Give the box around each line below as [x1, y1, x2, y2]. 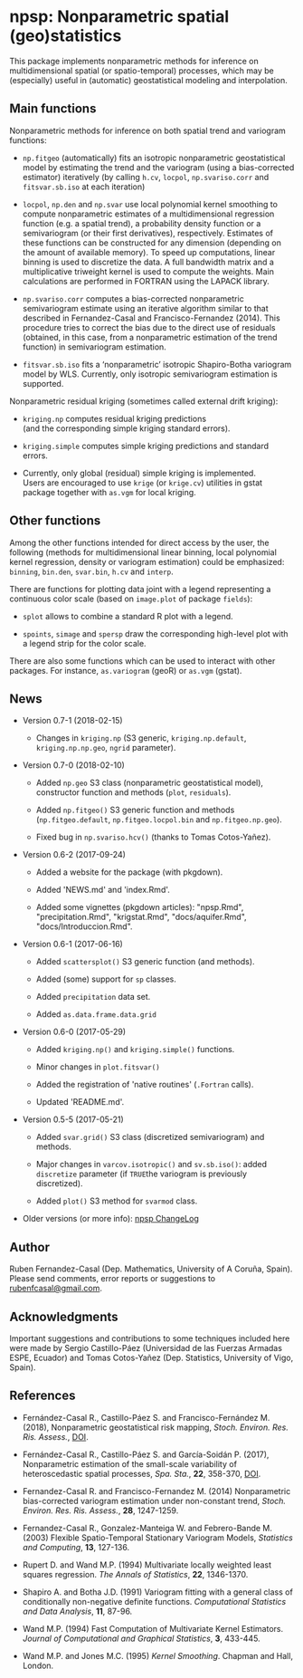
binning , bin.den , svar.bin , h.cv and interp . [9, 566, 174, 577]
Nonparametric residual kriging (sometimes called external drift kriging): [9, 396, 279, 407]
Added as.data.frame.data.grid [35, 1009, 156, 1020]
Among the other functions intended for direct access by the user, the [9, 537, 270, 548]
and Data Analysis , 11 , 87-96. [22, 1606, 133, 1616]
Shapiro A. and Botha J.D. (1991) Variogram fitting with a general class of [22, 1587, 294, 1597]
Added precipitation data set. [35, 992, 151, 1002]
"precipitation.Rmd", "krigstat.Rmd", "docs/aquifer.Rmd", [35, 912, 247, 923]
